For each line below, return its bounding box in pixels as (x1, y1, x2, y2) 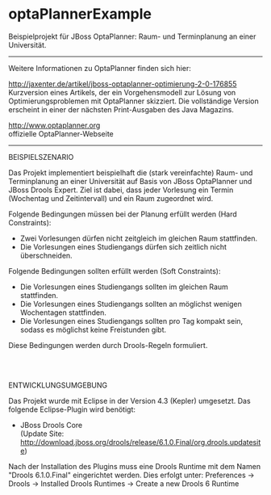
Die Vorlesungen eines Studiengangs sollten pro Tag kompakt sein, (19, 316, 244, 325)
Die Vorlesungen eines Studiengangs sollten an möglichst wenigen (19, 299, 242, 308)
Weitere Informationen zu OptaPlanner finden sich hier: (8, 63, 191, 73)
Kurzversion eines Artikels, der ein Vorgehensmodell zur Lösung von (8, 87, 236, 97)
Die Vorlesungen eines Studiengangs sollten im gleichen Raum (19, 282, 228, 292)
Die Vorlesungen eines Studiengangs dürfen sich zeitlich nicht (19, 241, 227, 251)
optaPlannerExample (8, 5, 152, 23)
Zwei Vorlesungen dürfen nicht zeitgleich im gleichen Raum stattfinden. (19, 233, 258, 243)
